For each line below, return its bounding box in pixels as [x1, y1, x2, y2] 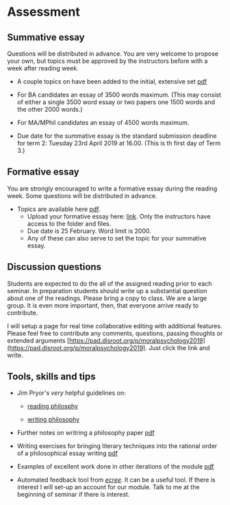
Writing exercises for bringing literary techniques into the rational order [16, 442, 218, 450]
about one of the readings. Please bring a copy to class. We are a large [7, 294, 207, 302]
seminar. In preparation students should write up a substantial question [7, 286, 207, 295]
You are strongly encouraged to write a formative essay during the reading [7, 184, 218, 193]
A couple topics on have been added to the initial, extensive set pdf [16, 77, 207, 86]
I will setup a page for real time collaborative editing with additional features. [7, 321, 222, 330]
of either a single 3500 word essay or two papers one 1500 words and [16, 98, 216, 106]
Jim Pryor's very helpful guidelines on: [16, 389, 126, 397]
